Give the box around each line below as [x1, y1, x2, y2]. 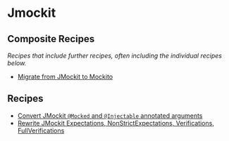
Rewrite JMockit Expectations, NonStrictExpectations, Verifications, [17, 119, 215, 127]
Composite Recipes [7, 33, 95, 45]
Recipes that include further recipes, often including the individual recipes [7, 51, 222, 60]
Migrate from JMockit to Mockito [17, 72, 113, 81]
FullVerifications [17, 126, 65, 135]
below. [7, 59, 27, 67]
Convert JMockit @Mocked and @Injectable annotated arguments [17, 111, 203, 120]
